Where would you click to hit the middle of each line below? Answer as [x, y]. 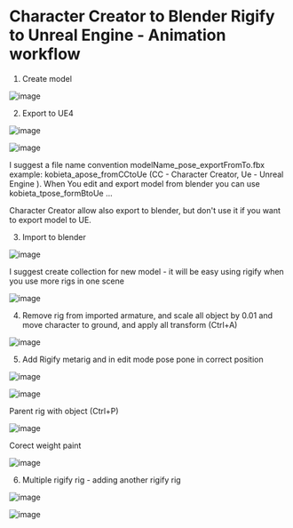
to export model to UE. [50, 220]
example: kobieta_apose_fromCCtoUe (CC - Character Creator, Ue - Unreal [146, 174]
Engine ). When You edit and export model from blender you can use [135, 183]
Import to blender [54, 236]
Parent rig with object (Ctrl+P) [64, 411]
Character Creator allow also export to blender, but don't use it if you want [145, 210]
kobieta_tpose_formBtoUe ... [61, 193]
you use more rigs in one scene [67, 281]
